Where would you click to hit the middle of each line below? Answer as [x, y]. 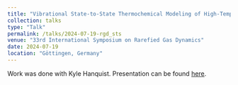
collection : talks [34, 21]
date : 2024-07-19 [33, 47]
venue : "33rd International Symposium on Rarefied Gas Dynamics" [106, 40]
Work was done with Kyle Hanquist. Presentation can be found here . [107, 73]
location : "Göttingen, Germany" [55, 54]
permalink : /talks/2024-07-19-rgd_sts [64, 34]
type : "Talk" [27, 27]
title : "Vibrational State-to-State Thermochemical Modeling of [104, 14]
